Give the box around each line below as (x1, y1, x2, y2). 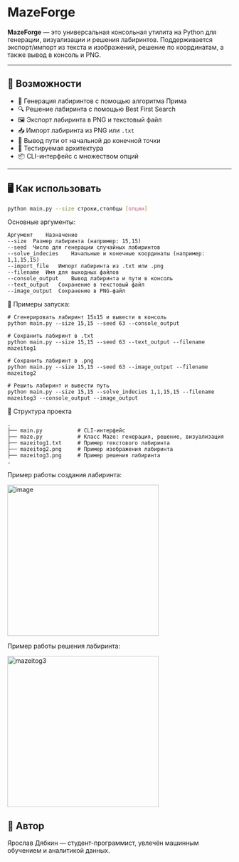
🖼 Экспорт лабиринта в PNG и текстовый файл (17, 115, 162, 124)
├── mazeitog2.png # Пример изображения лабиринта (7, 446, 174, 453)
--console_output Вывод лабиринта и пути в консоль (7, 275, 174, 282)
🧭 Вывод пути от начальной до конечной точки (17, 136, 161, 144)
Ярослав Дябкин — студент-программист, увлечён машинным (7, 839, 199, 847)
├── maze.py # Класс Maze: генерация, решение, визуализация (7, 433, 224, 441)
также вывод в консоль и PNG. (7, 50, 102, 59)
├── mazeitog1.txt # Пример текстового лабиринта (7, 440, 171, 447)
